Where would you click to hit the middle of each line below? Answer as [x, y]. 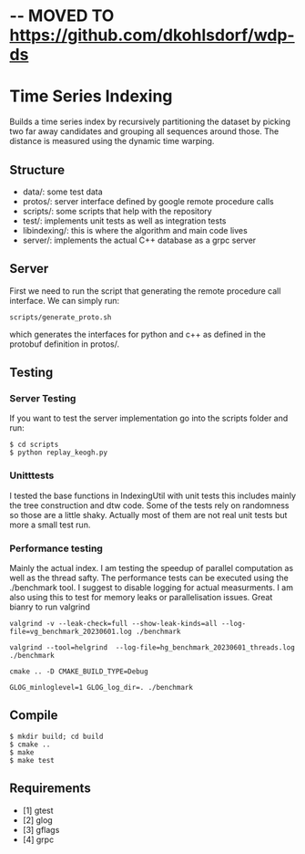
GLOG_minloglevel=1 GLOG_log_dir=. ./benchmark [102, 688]
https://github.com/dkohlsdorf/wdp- [152, 35]
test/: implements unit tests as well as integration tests [124, 221]
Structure [37, 170]
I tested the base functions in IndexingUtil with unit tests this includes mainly [153, 495]
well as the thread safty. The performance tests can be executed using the [149, 578]
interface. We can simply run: [65, 300]
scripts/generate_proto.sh [61, 317]
